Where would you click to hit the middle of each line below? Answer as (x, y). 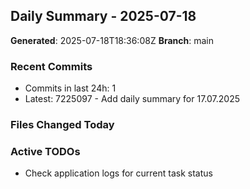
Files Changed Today (62, 125)
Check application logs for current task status (118, 173)
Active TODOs (45, 151)
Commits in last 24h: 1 (70, 88)
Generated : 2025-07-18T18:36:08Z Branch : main (112, 40)
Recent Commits (51, 66)
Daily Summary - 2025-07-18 (103, 16)
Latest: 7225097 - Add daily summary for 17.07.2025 (132, 99)
